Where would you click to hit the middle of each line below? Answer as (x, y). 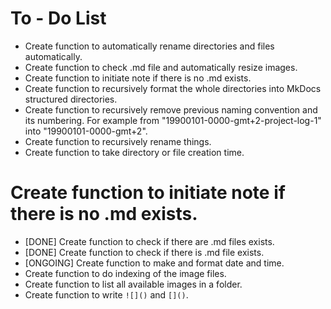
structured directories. (71, 99)
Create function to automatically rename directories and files (149, 46)
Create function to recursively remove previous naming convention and (171, 109)
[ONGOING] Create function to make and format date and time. (154, 263)
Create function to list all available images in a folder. (133, 284)
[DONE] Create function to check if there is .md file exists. (144, 252)
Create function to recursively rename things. (118, 141)
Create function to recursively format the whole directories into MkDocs (173, 88)
